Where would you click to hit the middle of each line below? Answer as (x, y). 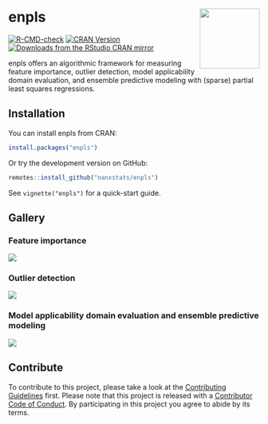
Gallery (27, 218)
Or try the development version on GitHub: (78, 163)
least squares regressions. (52, 89)
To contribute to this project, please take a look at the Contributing (117, 386)
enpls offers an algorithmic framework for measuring (95, 63)
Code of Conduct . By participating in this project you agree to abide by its (129, 404)
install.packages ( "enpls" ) (53, 148)
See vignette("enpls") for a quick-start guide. (85, 192)
